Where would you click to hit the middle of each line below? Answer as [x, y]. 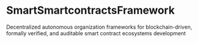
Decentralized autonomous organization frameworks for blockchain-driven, [99, 27]
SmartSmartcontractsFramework [91, 10]
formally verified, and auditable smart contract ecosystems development [96, 33]
